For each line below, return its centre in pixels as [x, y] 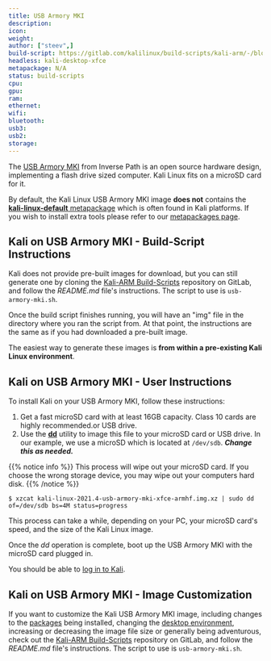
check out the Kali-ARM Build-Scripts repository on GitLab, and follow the [131, 639]
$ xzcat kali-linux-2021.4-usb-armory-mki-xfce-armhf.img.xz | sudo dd [131, 499]
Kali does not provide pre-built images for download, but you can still [123, 274]
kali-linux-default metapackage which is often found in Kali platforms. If [129, 207]
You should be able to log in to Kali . [67, 569]
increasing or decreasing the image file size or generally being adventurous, [135, 631]
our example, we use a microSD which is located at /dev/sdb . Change [136, 443]
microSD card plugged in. [51, 554]
